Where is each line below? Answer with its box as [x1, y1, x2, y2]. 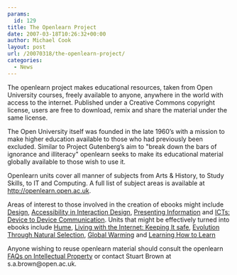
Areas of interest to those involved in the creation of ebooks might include [7, 200, 224, 209]
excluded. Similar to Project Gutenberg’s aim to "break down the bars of [7, 142, 217, 150]
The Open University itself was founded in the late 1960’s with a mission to [7, 127, 225, 135]
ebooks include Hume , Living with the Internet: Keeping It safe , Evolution [7, 222, 220, 232]
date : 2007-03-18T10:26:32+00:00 [7, 30, 106, 38]
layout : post [7, 43, 46, 51]
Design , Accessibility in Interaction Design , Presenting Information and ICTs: [7, 207, 231, 216]
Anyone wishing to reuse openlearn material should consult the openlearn [7, 244, 224, 253]
